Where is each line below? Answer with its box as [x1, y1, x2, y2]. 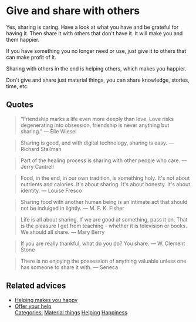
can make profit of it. [6, 53, 57, 61]
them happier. [6, 36, 40, 43]
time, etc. [6, 82, 29, 89]
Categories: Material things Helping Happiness [14, 308, 128, 316]
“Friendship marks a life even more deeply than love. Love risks [20, 115, 174, 122]
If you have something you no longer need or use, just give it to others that [6, 47, 187, 54]
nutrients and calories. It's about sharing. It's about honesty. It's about [20, 180, 191, 187]
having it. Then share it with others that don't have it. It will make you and [6, 29, 183, 36]
